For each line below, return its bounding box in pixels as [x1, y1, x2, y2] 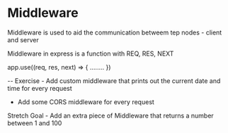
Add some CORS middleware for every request [17, 97, 154, 106]
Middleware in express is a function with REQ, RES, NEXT [7, 49, 174, 58]
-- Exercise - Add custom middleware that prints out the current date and [7, 76, 221, 85]
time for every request [7, 84, 72, 92]
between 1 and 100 [7, 118, 62, 127]
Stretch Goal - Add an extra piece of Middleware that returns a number [7, 111, 214, 120]
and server [7, 35, 39, 44]
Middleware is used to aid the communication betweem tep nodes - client [7, 28, 222, 37]
